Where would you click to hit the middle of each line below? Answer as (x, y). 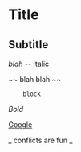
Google (20, 125)
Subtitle (28, 45)
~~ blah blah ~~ (35, 79)
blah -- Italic (29, 64)
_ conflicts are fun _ (40, 140)
